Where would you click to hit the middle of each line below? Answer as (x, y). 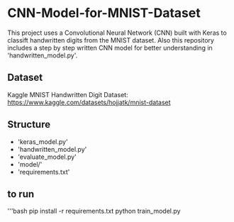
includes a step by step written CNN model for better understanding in (110, 48)
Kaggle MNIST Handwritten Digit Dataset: (68, 94)
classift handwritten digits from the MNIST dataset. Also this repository (111, 40)
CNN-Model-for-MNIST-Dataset (104, 13)
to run (21, 194)
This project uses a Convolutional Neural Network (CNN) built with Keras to (117, 33)
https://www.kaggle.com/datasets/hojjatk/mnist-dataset (89, 102)
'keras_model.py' (43, 141)
